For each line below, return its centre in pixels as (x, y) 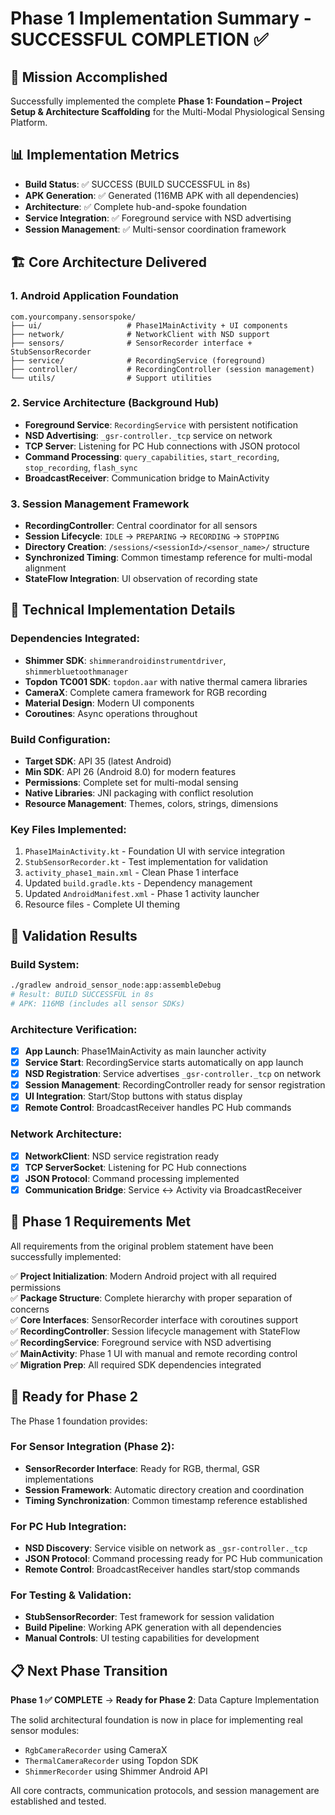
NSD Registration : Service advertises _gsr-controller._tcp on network (173, 1074)
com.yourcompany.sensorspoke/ (73, 317)
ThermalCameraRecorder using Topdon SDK (111, 1761)
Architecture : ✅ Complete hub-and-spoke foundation (136, 206)
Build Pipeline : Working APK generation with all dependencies (153, 1628)
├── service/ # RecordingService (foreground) (138, 360)
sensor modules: (45, 1731)
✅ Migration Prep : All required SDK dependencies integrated (136, 1364)
